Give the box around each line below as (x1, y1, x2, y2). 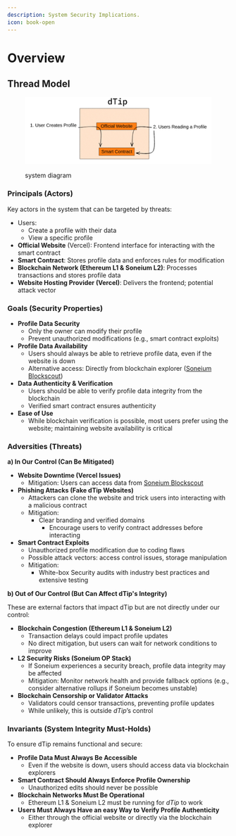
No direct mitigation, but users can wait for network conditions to (27, 639, 217, 647)
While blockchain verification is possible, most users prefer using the (27, 416, 229, 425)
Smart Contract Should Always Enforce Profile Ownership (17, 776, 190, 785)
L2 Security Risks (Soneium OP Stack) (17, 654, 132, 663)
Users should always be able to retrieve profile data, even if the (27, 349, 212, 357)
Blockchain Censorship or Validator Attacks (17, 692, 149, 700)
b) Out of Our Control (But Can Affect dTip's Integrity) (7, 590, 168, 598)
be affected (27, 669, 62, 678)
